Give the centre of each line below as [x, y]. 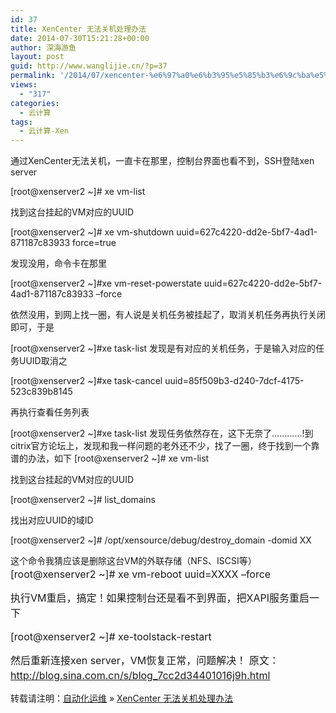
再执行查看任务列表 [50, 412]
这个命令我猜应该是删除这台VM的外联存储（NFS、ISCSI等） [133, 561]
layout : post [37, 57]
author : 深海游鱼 [43, 47]
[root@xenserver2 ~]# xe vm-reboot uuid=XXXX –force [141, 574]
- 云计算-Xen [44, 131]
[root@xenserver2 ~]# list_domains [83, 500]
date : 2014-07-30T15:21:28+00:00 [80, 38]
